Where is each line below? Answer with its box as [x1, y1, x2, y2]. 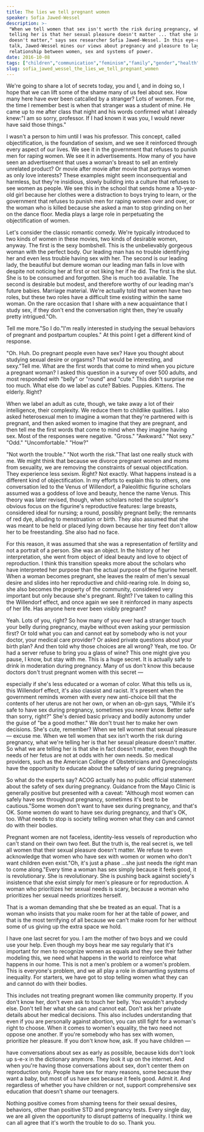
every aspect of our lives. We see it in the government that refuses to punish [6, 146, 198, 153]
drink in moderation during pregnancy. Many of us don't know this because [6, 662, 195, 670]
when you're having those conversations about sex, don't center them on [6, 1062, 189, 1069]
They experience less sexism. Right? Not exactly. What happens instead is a [6, 470, 196, 478]
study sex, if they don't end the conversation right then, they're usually [6, 306, 183, 314]
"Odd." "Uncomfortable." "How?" [6, 439, 89, 447]
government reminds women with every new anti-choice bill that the [6, 693, 177, 701]
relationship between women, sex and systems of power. [8, 49, 154, 55]
